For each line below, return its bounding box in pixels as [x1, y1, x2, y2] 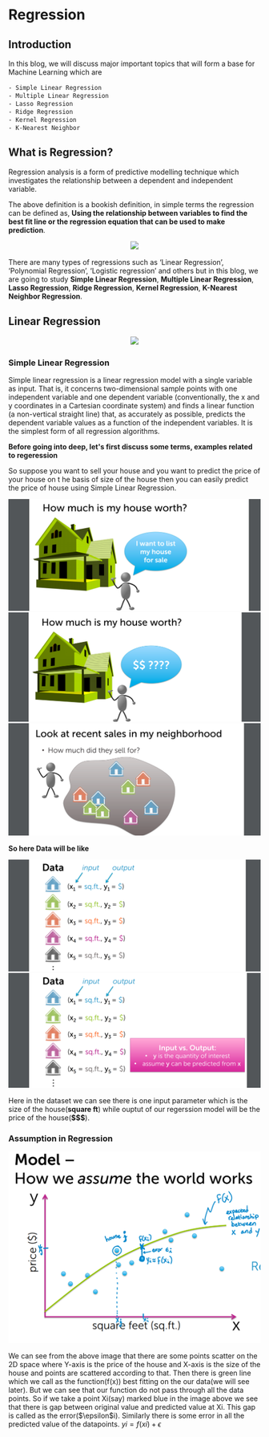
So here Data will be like [8, 844, 90, 854]
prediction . [8, 225, 46, 234]
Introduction [8, 38, 72, 51]
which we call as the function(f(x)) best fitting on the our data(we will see [8, 1376, 250, 1386]
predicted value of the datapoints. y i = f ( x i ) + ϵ [8, 1419, 162, 1429]
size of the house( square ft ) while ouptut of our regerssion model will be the [8, 1105, 260, 1114]
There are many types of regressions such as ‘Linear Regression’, [8, 257, 224, 266]
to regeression [8, 450, 58, 460]
